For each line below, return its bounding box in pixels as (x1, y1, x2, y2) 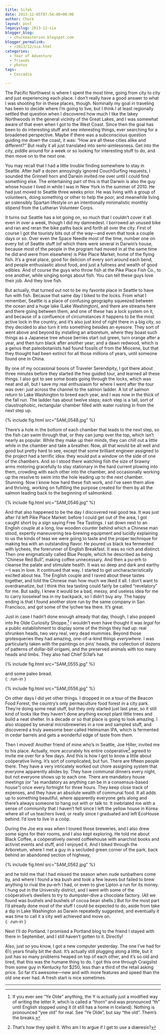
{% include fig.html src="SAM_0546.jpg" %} (5, 499, 95, 505)
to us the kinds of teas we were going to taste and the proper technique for (5, 535, 158, 541)
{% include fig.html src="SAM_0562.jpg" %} (5, 861, 95, 868)
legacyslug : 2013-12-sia (5, 26, 56, 31)
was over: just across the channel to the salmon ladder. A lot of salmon (5, 386, 149, 392)
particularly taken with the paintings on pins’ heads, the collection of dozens (5, 641, 161, 647)
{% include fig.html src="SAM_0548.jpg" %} (5, 417, 95, 423)
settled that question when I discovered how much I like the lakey (5, 111, 138, 117)
